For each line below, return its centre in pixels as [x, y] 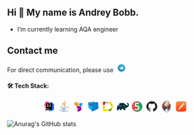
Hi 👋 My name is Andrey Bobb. [73, 13]
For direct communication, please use [60, 70]
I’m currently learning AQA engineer [68, 29]
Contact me [33, 51]
